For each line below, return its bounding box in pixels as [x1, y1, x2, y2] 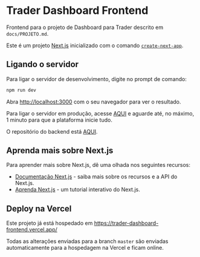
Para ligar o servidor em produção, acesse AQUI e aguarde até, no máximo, [6, 109, 195, 117]
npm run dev [6, 87, 36, 93]
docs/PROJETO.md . [6, 30, 49, 37]
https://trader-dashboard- [94, 220, 159, 227]
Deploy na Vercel [6, 203, 72, 213]
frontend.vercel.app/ [6, 226, 57, 233]
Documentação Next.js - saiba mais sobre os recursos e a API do [15, 173, 178, 180]
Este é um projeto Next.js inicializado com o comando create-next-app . [6, 42, 184, 49]
